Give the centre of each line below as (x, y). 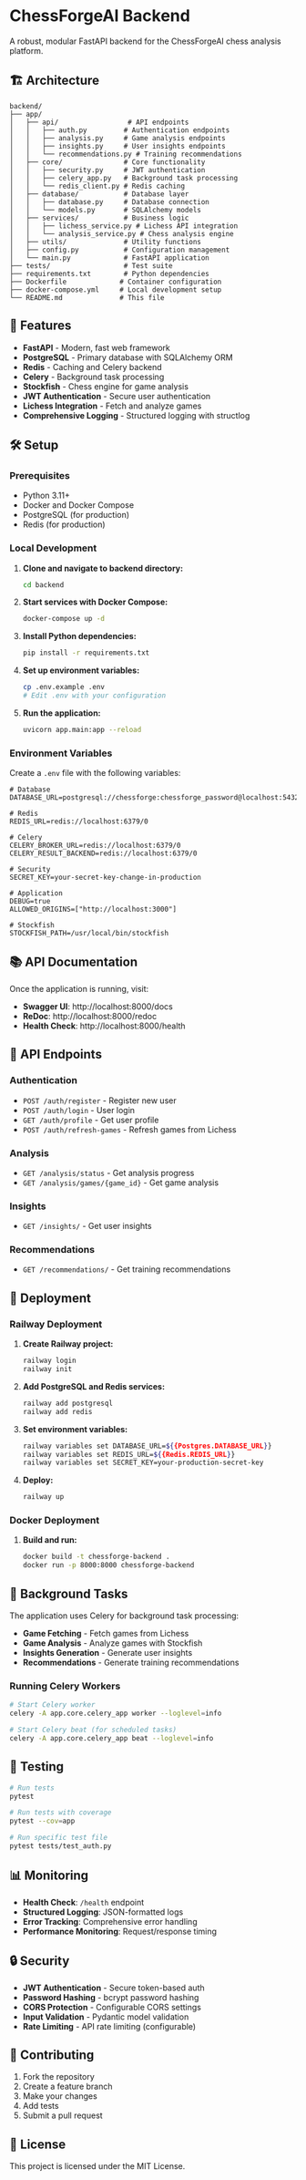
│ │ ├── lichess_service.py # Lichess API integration (124, 226)
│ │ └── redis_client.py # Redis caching (97, 186)
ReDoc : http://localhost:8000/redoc (90, 1016)
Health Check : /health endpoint (83, 1902)
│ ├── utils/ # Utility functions (106, 242)
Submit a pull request (62, 2115)
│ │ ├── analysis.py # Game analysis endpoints (117, 138)
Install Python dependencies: (79, 636)
